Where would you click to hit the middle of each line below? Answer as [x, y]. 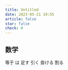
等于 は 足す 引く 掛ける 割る [34, 62]
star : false [17, 24]
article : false [21, 19]
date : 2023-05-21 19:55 [30, 14]
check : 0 [14, 28]
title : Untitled [22, 10]
